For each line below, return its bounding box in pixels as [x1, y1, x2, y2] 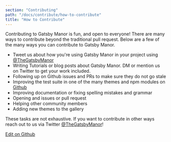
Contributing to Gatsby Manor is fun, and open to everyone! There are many [5, 31, 165, 37]
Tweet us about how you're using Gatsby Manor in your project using [12, 52, 158, 58]
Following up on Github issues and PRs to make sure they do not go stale [12, 74, 166, 80]
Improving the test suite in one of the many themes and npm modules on [12, 79, 166, 85]
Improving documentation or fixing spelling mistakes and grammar [12, 90, 153, 96]
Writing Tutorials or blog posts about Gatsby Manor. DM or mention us [12, 62, 160, 69]
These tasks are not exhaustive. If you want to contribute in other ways [5, 116, 155, 122]
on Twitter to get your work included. [12, 68, 91, 74]
